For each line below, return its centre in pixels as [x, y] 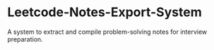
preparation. [25, 39]
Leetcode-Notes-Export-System [105, 12]
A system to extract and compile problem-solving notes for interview [107, 32]
